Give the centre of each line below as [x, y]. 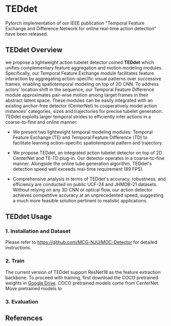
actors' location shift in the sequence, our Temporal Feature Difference [80, 89]
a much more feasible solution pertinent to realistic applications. [80, 200]
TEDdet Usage [29, 217]
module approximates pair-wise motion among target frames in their [77, 95]
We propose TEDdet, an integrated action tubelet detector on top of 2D [87, 153]
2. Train [15, 261]
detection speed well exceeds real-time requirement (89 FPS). [78, 169]
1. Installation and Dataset [38, 231]
